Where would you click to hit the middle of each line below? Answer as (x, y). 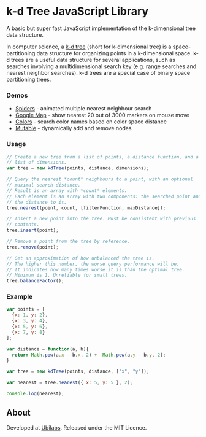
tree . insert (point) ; (33, 230)
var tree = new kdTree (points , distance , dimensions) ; (78, 168)
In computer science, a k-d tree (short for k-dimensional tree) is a (89, 47)
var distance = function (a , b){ (48, 349)
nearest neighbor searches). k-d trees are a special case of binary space (98, 72)
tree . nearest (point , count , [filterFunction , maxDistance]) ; (86, 208)
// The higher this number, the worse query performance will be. (93, 264)
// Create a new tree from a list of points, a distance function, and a (103, 157)
